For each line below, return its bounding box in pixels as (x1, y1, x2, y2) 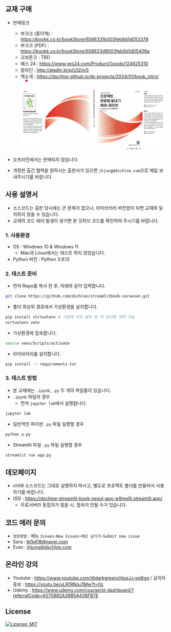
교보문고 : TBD (20, 54, 50, 60)
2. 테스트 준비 (5, 270, 37, 277)
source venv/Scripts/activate (5, 341, 70, 346)
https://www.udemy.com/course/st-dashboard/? (31, 587, 134, 593)
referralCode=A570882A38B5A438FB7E (12, 592, 99, 599)
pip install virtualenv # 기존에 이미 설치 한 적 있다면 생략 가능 (5, 314, 135, 320)
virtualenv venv (5, 320, 40, 325)
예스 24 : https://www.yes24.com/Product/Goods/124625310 (20, 61, 148, 67)
